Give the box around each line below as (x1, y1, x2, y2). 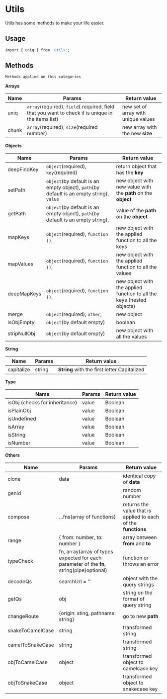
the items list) (27, 116, 59, 123)
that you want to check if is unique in (27, 109, 113, 116)
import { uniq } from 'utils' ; (5, 47, 70, 53)
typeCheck (7, 558, 34, 565)
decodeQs (7, 578, 32, 585)
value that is (122, 507, 152, 514)
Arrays (5, 83, 20, 89)
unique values (122, 116, 155, 123)
